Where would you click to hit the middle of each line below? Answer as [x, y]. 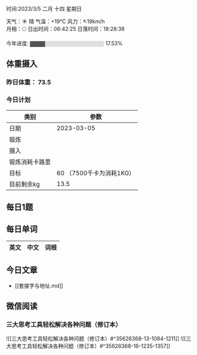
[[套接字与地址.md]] [39, 285]
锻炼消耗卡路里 [30, 161]
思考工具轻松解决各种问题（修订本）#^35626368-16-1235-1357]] [90, 346]
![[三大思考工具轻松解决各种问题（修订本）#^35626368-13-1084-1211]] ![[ [96, 339]
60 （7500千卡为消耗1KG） [96, 173]
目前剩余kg [25, 184]
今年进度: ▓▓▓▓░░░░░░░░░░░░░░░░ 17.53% [64, 43]
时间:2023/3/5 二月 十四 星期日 [44, 9]
